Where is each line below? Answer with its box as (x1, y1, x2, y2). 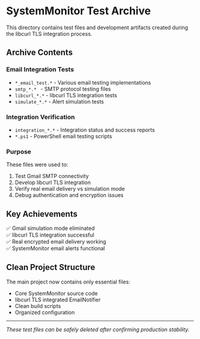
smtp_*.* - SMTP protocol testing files (14, 85, 111, 92)
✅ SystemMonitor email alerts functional (6, 245, 105, 252)
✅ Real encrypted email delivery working (6, 238, 107, 245)
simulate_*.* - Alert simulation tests (14, 98, 104, 105)
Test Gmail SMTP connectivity (14, 173, 89, 180)
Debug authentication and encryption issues (14, 192, 124, 199)
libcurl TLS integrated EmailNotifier (14, 296, 101, 303)
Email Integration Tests (6, 66, 74, 74)
